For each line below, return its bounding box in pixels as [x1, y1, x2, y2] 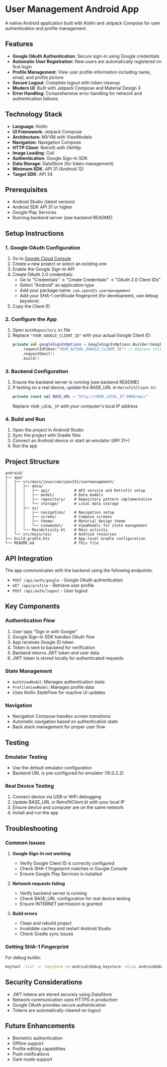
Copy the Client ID [12, 303, 50, 309]
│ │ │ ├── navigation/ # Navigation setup [5, 510, 114, 515]
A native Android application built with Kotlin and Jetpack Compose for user [5, 20, 161, 26]
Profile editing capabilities [12, 1046, 66, 1052]
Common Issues [5, 839, 46, 846]
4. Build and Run [5, 416, 46, 423]
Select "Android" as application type [19, 282, 94, 288]
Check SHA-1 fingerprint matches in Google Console [19, 865, 128, 871]
